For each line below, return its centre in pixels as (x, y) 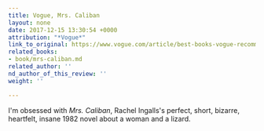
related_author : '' (40, 67)
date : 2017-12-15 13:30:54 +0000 (63, 30)
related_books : (33, 52)
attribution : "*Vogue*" (47, 37)
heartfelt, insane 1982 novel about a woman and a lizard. (99, 118)
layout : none (29, 23)
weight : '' (26, 81)
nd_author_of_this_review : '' (58, 74)
